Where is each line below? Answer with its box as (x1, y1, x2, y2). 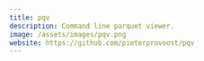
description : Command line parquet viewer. (9, 22, 175, 30)
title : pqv (9, 13, 50, 22)
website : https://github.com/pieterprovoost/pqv (9, 38, 195, 48)
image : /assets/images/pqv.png (9, 30, 127, 39)
